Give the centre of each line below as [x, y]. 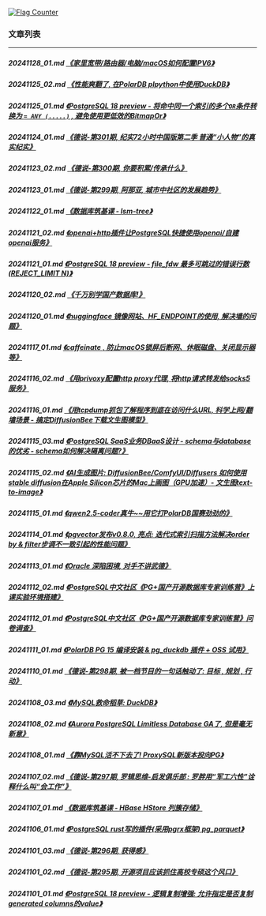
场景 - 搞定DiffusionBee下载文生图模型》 [81, 419]
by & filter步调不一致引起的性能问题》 [69, 544]
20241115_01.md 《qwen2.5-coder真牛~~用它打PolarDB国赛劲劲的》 [120, 512]
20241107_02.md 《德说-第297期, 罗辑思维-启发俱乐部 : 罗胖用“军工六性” [128, 776]
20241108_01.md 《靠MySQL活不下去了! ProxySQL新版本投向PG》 [116, 755]
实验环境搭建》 [39, 597]
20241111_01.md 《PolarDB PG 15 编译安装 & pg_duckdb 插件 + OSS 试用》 [129, 649]
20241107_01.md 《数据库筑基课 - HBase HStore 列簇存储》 [105, 808]
